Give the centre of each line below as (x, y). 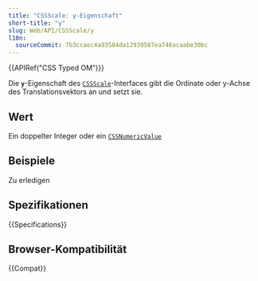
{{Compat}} (27, 268)
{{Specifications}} (38, 224)
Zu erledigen (29, 180)
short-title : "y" (37, 23)
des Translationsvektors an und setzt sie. (76, 92)
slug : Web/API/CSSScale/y (51, 30)
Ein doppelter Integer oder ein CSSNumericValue (85, 135)
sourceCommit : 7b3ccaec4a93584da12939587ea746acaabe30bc (112, 45)
